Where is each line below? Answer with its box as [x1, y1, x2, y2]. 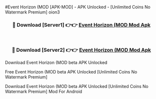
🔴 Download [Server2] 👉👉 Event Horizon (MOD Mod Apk [12, 47, 151, 54]
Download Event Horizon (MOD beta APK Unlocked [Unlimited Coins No [5, 83, 149, 89]
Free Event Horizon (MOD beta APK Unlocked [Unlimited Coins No [5, 69, 137, 74]
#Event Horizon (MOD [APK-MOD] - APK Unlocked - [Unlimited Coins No [5, 4, 151, 10]
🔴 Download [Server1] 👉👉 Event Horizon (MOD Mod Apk [12, 21, 151, 28]
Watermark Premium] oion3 [5, 9, 60, 15]
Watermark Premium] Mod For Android [5, 88, 82, 94]
